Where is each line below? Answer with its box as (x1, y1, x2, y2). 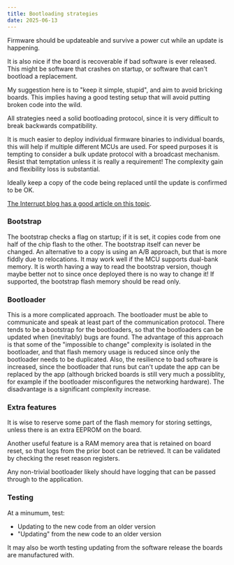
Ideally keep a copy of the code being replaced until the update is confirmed (7, 178, 227, 186)
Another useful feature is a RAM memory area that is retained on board (7, 439, 212, 448)
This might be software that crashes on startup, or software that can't (7, 64, 208, 73)
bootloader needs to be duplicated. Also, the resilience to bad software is (7, 355, 219, 364)
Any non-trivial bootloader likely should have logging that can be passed (7, 468, 217, 476)
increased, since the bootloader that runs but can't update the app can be (7, 363, 220, 371)
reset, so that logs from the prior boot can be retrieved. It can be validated (7, 447, 221, 455)
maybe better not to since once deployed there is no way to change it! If (7, 270, 214, 278)
